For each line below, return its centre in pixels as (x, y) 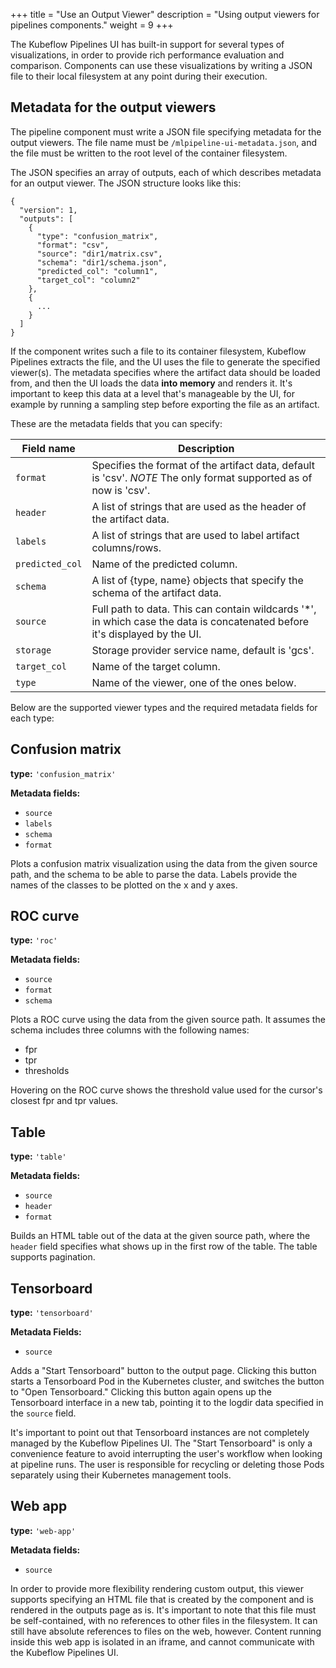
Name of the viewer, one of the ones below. (194, 682)
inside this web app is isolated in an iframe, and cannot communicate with (162, 1641)
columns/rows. (126, 547)
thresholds (47, 1071)
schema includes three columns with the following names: (130, 1030)
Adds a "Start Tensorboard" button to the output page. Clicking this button (163, 1371)
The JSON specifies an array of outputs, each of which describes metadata (166, 172)
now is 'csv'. (121, 490)
